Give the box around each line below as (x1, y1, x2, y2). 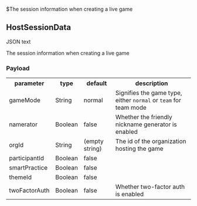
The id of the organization (115, 137, 186, 146)
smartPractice (9, 164, 48, 172)
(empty (83, 137, 104, 146)
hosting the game (115, 144, 164, 153)
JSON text (6, 38, 31, 45)
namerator (9, 120, 38, 129)
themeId (9, 173, 32, 181)
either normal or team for (115, 96, 182, 104)
